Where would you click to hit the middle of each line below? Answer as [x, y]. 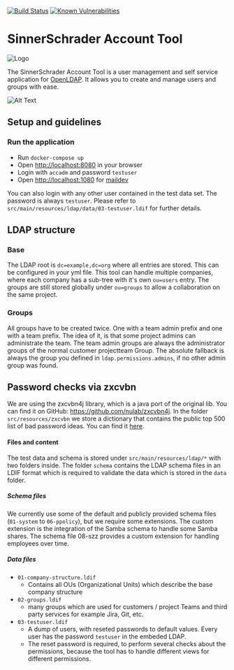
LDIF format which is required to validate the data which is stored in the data [117, 472]
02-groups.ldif [39, 600]
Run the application [41, 142]
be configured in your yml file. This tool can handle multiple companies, [110, 272]
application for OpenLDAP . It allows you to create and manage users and [112, 79]
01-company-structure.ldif [57, 577]
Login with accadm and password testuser [77, 172]
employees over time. [38, 543]
